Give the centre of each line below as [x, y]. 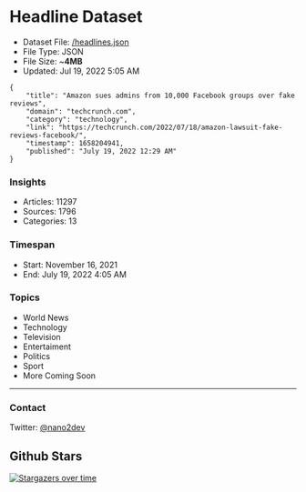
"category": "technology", [77, 119]
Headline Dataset [76, 17]
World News [46, 317]
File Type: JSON [53, 51]
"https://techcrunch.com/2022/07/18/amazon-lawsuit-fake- [170, 127]
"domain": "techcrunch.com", [81, 111]
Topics [25, 297]
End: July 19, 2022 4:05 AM [75, 274]
